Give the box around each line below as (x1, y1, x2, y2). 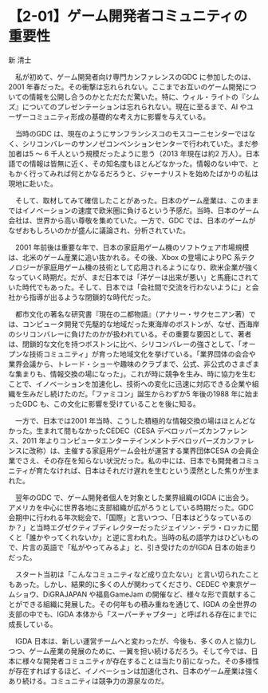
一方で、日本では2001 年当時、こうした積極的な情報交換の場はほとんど (14, 415, 250, 425)
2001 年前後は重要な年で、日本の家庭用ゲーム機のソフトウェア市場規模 (14, 242, 250, 252)
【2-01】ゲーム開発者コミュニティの (8, 7, 248, 26)
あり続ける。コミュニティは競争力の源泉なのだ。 (8, 675, 169, 686)
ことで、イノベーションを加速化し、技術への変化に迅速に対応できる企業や (8, 379, 253, 388)
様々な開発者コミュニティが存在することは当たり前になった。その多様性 (22, 656, 260, 666)
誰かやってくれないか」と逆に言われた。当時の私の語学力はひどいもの (29, 532, 259, 542)
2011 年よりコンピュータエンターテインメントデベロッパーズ (22, 435, 220, 445)
